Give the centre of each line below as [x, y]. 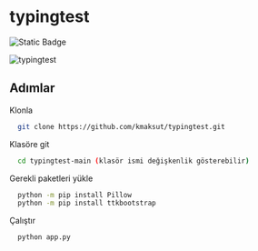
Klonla [21, 110]
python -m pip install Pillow [74, 195]
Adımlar [32, 88]
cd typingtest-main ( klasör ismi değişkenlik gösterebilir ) [134, 161]
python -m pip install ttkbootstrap [87, 203]
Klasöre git [30, 144]
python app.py [44, 237]
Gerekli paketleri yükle [51, 178]
